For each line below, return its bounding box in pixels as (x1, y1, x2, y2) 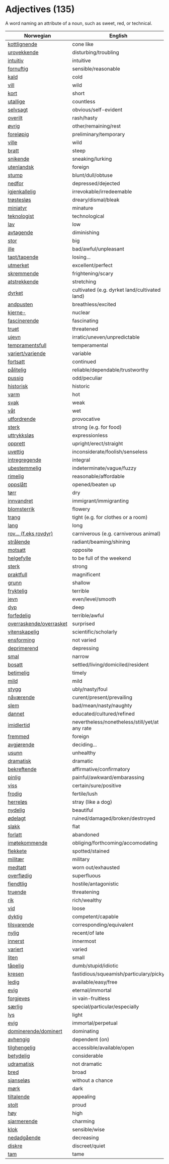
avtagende (8, 229, 33, 236)
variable (72, 350, 92, 357)
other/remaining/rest (72, 122, 121, 130)
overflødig (8, 872, 32, 879)
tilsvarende (8, 921, 34, 928)
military (72, 856, 90, 863)
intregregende (8, 456, 42, 463)
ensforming (8, 636, 35, 643)
